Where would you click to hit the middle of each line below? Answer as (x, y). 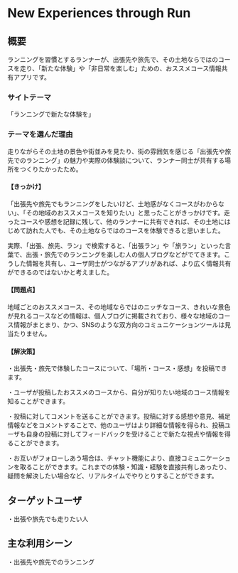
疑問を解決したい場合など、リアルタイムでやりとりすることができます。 (113, 476)
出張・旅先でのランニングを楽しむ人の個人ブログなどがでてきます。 (125, 255)
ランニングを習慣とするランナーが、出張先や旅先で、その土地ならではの (113, 59)
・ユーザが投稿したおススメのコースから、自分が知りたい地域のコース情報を (119, 392)
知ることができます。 (38, 401)
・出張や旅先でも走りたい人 (48, 519)
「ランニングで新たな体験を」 (51, 114)
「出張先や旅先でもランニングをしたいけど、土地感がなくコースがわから (113, 203)
